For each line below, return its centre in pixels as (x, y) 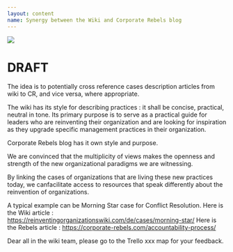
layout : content (31, 14)
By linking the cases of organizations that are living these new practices (110, 177)
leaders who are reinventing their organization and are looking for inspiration (117, 122)
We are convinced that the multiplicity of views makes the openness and (111, 156)
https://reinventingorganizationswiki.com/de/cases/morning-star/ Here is (112, 220)
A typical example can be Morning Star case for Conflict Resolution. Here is (115, 205)
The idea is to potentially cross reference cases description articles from (111, 87)
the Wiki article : (30, 213)
